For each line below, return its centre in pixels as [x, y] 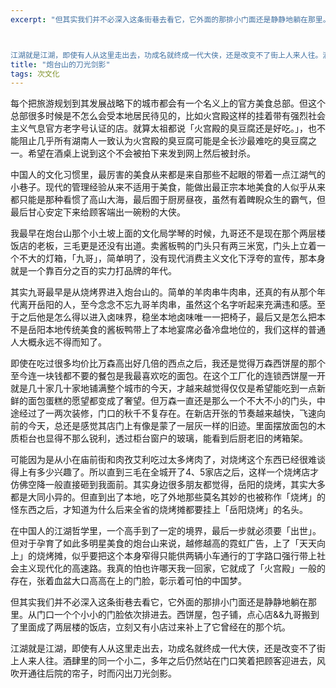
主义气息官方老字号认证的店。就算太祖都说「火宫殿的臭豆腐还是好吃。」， [159, 128]
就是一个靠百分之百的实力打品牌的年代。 [93, 271]
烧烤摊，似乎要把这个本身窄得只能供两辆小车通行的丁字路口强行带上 [176, 556]
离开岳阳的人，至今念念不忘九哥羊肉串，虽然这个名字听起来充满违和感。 [167, 305]
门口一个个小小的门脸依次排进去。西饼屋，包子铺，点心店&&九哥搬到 [178, 615]
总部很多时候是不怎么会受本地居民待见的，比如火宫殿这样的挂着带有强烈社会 [168, 116]
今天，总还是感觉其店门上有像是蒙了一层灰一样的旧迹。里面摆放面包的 [172, 426]
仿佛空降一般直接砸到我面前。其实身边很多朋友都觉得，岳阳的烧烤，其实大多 [168, 485]
